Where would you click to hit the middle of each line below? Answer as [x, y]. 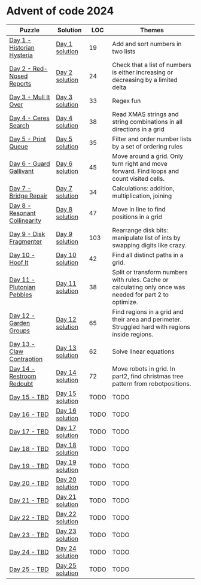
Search [19, 125]
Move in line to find [139, 209]
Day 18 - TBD [29, 448]
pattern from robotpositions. [152, 383]
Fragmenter [26, 241]
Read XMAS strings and [145, 114]
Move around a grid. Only [148, 156]
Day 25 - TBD [29, 569]
